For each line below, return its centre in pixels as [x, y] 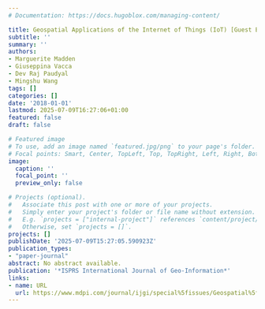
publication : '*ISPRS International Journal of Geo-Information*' [119, 270]
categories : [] [33, 95]
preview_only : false [49, 183]
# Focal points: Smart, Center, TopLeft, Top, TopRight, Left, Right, [127, 154]
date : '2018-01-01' [40, 103]
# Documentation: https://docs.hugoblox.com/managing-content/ [114, 15]
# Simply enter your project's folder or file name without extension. [132, 212]
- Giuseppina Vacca [40, 67]
